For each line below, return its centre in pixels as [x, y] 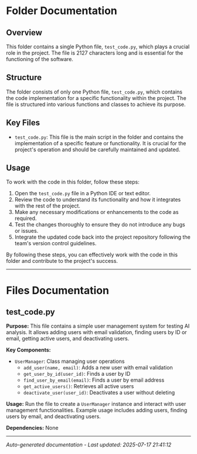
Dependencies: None [32, 428]
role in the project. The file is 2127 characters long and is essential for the [95, 53]
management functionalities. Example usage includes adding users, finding [97, 410]
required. [26, 218]
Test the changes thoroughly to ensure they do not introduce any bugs [100, 225]
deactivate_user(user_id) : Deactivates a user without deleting [99, 393]
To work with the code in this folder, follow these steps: [73, 182]
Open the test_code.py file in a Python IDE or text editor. [83, 193]
